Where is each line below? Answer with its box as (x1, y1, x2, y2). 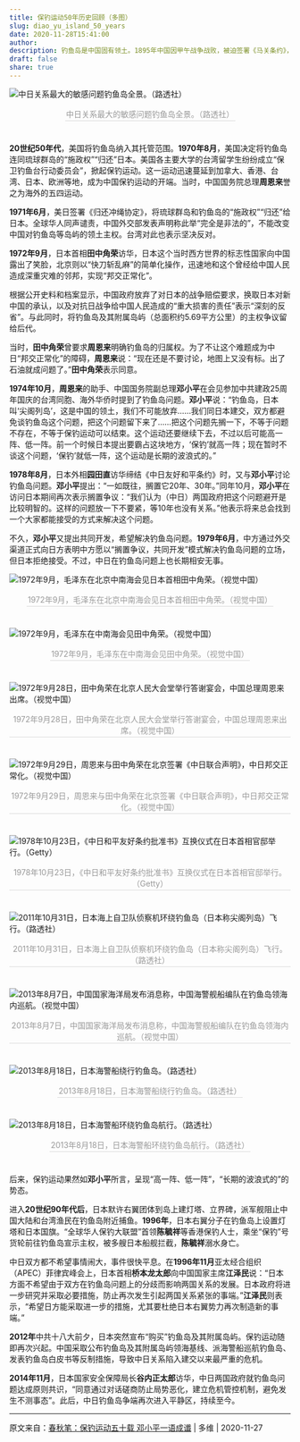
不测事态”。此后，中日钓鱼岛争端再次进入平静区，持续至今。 (16, 1395, 240, 1405)
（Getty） (132, 878, 168, 889)
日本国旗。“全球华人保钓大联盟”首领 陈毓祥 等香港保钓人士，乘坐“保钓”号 (24, 1226, 289, 1236)
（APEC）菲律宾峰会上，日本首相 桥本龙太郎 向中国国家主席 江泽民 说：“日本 (9, 1267, 284, 1278)
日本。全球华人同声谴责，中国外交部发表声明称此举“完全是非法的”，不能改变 (9, 217, 290, 228)
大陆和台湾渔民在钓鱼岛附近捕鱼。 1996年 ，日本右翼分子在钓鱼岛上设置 (16, 1215, 279, 1226)
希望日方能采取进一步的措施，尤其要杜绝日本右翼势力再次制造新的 (28, 1301, 271, 1311)
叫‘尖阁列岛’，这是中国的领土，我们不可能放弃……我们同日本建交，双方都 (9, 405, 278, 416)
